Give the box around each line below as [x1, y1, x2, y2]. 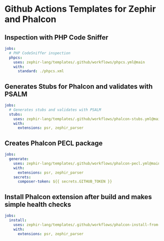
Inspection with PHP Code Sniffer [4, 33, 109, 41]
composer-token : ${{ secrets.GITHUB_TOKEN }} [17, 179, 112, 184]
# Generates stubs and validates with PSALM [9, 107, 101, 112]
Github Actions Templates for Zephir [4, 3, 156, 15]
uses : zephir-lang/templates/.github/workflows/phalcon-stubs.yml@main [13, 116, 163, 121]
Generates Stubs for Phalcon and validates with [4, 82, 153, 91]
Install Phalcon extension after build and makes [4, 193, 152, 201]
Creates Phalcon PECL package [4, 139, 103, 147]
